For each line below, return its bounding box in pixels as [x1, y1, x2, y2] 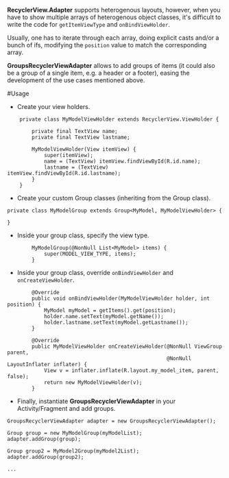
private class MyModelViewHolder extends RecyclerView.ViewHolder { [19, 116, 219, 123]
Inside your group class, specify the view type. [16, 231, 149, 239]
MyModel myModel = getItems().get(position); [43, 307, 176, 314]
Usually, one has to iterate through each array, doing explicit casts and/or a [7, 34, 219, 42]
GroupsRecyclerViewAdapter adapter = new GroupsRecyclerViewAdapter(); [7, 418, 216, 425]
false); [7, 373, 29, 380]
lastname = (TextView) [43, 164, 109, 171]
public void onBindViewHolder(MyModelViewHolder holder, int [32, 295, 210, 302]
